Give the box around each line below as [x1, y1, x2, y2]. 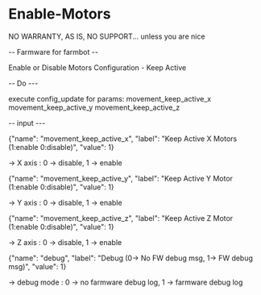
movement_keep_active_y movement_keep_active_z [8, 102, 180, 112]
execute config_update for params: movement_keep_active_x [8, 93, 212, 103]
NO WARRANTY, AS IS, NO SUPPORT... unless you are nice [8, 31, 205, 41]
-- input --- [8, 118, 46, 127]
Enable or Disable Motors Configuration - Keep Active [8, 62, 187, 73]
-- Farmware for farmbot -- [8, 47, 99, 56]
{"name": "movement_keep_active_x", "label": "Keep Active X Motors [8, 134, 238, 143]
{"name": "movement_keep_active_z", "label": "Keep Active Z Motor [8, 213, 234, 222]
